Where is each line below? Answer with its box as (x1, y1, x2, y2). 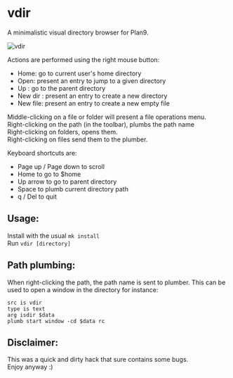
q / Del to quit (17, 192, 58, 201)
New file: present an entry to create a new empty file (17, 99, 170, 107)
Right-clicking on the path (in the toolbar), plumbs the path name (7, 120, 195, 128)
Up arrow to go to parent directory (17, 177, 117, 186)
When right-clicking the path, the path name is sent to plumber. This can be (7, 278, 226, 286)
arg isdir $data (7, 311, 55, 318)
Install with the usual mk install (7, 231, 100, 240)
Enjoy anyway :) (7, 363, 53, 371)
